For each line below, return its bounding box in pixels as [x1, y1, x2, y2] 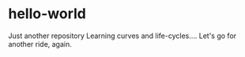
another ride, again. [8, 39, 73, 48]
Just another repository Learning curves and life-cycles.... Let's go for [8, 31, 237, 40]
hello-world [8, 5, 87, 23]
